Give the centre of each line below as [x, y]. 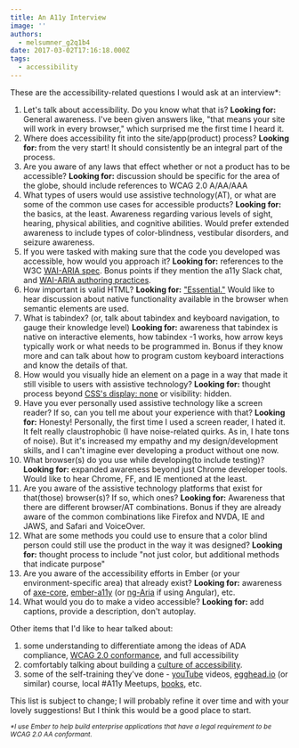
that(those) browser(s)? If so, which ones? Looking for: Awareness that [154, 497]
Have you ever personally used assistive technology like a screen [143, 402]
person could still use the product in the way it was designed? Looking [153, 545]
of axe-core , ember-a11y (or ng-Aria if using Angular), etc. [129, 592]
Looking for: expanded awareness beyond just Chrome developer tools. [155, 469]
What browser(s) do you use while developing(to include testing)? [144, 459]
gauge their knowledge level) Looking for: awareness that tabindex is [150, 327]
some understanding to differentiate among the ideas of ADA [134, 646]
